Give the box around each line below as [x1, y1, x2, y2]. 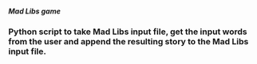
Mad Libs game [8, 6, 61, 16]
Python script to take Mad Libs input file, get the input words [8, 26, 247, 37]
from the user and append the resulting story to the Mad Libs [8, 36, 249, 47]
